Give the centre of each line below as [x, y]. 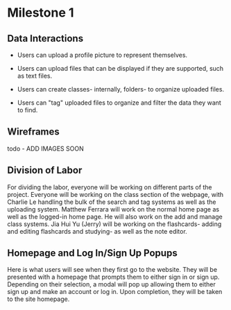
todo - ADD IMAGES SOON [46, 148]
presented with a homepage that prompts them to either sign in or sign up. [113, 277]
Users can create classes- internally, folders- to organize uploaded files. [120, 89]
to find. [27, 110]
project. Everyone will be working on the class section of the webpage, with [115, 194]
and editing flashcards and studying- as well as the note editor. [97, 231]
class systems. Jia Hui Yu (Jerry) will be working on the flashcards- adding [114, 224]
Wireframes [34, 132]
